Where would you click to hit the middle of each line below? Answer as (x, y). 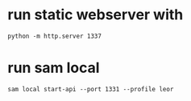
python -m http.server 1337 (55, 36)
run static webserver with (95, 15)
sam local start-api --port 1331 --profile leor (91, 89)
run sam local (54, 68)
